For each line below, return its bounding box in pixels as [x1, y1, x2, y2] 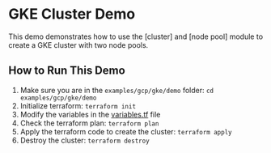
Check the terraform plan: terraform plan [19, 118, 159, 128]
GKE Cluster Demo [8, 5, 136, 23]
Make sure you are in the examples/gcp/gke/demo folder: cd [19, 85, 214, 95]
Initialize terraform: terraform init [19, 100, 136, 110]
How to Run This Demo [8, 64, 125, 78]
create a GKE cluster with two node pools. [8, 40, 149, 49]
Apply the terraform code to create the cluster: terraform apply [19, 126, 232, 136]
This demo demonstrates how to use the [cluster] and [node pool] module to [8, 32, 264, 41]
